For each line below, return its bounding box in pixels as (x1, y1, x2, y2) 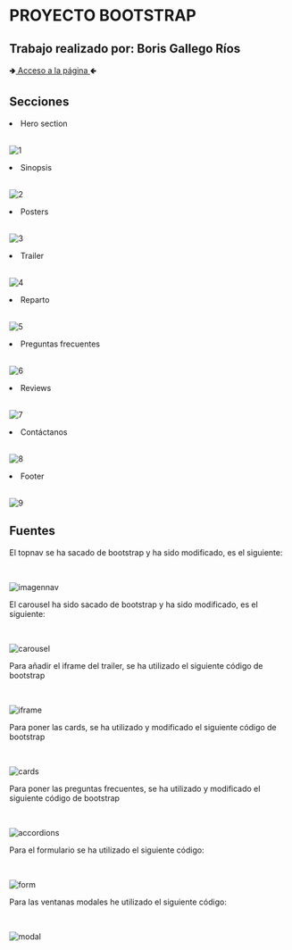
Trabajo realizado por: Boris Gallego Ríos (9, 41, 241, 56)
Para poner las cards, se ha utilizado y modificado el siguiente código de (9, 721, 277, 732)
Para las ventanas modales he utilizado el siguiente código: (9, 896, 228, 907)
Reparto (21, 294, 50, 304)
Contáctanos (21, 426, 68, 437)
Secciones (9, 95, 70, 110)
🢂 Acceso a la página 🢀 (9, 65, 96, 76)
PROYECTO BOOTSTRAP (9, 5, 196, 26)
